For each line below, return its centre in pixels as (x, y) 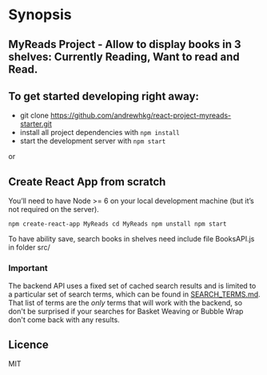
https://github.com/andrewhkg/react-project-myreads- (141, 116)
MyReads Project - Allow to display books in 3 (125, 44)
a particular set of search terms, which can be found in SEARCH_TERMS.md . (135, 294)
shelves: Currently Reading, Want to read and (124, 56)
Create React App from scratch (87, 182)
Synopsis (40, 15)
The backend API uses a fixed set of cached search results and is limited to (132, 285)
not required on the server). (54, 209)
